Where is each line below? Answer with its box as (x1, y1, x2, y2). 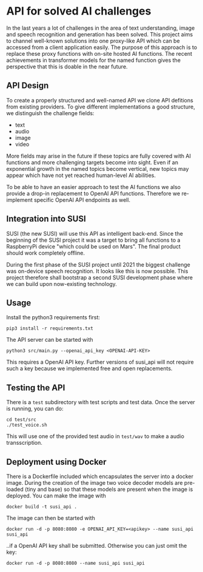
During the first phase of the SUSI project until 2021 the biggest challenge (6, 261, 191, 268)
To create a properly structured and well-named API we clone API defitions (6, 96, 194, 104)
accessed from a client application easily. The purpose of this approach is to (6, 44, 198, 51)
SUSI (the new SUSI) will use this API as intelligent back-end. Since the (6, 230, 184, 237)
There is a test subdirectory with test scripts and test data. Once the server (6, 399, 196, 406)
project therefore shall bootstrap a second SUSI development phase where (6, 274, 193, 281)
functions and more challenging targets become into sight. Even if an (6, 159, 179, 166)
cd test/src (6, 417, 36, 423)
